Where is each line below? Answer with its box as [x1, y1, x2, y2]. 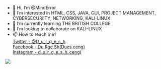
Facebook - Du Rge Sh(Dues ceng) [12, 44, 86, 50]
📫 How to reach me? [12, 31, 57, 37]
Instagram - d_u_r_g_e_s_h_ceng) [12, 49, 82, 55]
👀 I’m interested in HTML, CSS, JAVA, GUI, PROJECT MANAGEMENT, [12, 10, 156, 16]
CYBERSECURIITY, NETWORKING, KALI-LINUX [12, 15, 111, 21]
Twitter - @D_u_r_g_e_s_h [12, 39, 66, 44]
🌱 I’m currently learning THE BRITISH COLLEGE [12, 20, 111, 26]
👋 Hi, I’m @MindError [12, 5, 56, 10]
